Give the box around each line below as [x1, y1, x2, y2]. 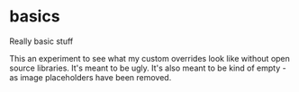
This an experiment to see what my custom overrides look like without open [9, 53, 291, 63]
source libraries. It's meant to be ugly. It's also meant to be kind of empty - [9, 63, 286, 73]
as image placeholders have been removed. [9, 71, 172, 82]
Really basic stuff [9, 36, 74, 46]
